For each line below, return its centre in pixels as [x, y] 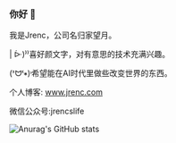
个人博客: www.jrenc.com [56, 92]
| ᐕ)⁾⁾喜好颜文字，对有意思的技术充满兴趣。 [90, 55]
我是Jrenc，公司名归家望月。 [63, 35]
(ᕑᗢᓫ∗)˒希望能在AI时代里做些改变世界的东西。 [91, 73]
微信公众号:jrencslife [47, 111]
